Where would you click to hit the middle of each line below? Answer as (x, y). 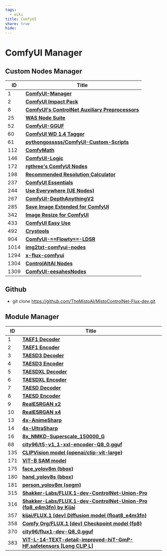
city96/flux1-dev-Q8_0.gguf (58, 532)
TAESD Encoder (41, 396)
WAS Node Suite (45, 118)
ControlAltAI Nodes (49, 263)
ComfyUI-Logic (44, 158)
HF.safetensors (41, 546)
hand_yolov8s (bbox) (48, 477)
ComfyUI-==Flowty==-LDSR (60, 239)
